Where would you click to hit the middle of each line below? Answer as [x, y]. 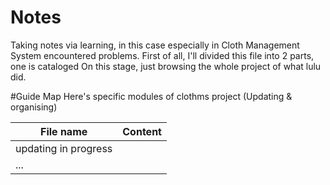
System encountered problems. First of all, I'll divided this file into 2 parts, [162, 55]
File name [64, 131]
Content [142, 131]
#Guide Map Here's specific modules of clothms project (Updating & [151, 96]
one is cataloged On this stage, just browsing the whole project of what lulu [166, 66]
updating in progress [64, 148]
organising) [34, 107]
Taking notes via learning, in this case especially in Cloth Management [155, 45]
